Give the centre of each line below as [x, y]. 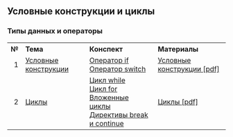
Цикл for [103, 89]
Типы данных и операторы [55, 31]
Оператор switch [118, 68]
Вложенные [109, 98]
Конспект [106, 49]
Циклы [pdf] [178, 102]
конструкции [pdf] [189, 68]
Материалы [178, 49]
